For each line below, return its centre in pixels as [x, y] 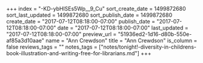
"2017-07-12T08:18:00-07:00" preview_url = [62, 34]
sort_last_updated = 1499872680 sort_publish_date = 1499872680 [89, 15]
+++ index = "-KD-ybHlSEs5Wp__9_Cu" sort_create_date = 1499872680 [96, 9]
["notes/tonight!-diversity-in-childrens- [148, 47]
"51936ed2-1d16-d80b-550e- [155, 34]
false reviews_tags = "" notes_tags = [52, 47]
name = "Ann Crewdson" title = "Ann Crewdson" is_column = [121, 40]
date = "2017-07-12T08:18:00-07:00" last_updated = [123, 28]
